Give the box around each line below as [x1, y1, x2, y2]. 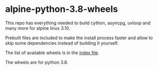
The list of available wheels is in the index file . [5, 50, 100, 56]
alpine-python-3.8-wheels [5, 3, 118, 15]
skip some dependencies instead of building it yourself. [5, 40, 119, 46]
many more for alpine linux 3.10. [5, 25, 71, 31]
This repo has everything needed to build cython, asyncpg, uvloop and [5, 20, 151, 26]
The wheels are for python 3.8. [5, 59, 68, 65]
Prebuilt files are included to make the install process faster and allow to [5, 35, 153, 41]
